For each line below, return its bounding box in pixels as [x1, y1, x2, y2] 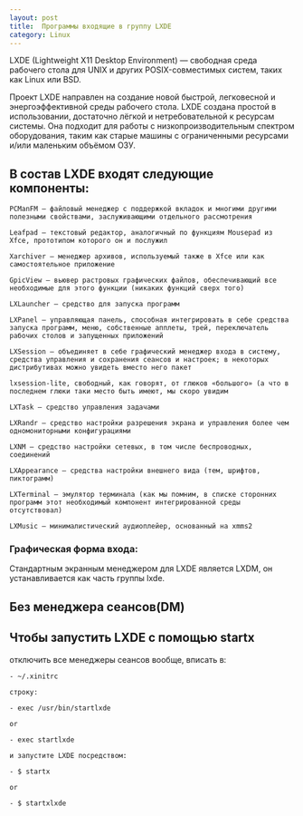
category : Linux [9, 30, 71, 39]
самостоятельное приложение [9, 260, 116, 269]
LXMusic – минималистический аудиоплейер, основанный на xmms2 [9, 522, 253, 531]
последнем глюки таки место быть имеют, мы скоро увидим [9, 387, 229, 396]
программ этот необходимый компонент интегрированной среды [9, 498, 241, 508]
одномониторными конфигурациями [9, 427, 131, 436]
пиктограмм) [9, 474, 54, 483]
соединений [9, 451, 51, 460]
